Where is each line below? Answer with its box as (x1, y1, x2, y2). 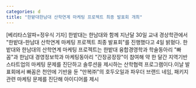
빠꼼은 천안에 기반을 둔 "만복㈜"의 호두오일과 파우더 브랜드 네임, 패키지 (26, 68, 189, 75)
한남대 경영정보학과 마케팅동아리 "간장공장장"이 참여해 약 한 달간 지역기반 (19, 53, 188, 60)
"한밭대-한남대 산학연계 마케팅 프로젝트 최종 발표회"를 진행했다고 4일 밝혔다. (6, 38, 182, 45)
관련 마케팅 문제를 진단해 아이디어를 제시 (6, 75, 99, 83)
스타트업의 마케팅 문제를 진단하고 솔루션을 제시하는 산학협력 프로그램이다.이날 (6, 60, 184, 68)
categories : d (6, 8, 41, 15)
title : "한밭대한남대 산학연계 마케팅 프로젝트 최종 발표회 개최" (6, 14, 142, 20)
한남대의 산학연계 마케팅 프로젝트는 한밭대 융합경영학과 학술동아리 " (21, 45, 177, 53)
